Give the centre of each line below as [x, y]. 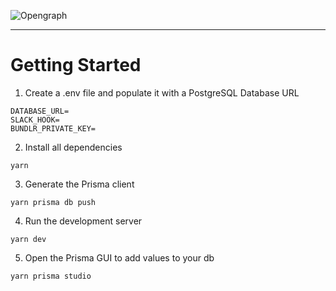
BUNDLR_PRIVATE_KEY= [53, 128]
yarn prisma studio [51, 276]
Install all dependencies [73, 147]
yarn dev [28, 239]
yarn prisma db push [53, 202]
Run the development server [83, 221]
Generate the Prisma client [79, 184]
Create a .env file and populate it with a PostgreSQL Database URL [162, 92]
